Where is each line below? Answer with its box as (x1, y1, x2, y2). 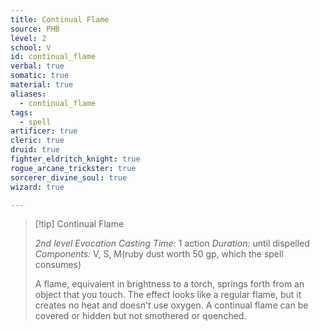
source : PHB (10, 24, 60, 34)
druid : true (10, 145, 60, 155)
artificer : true (10, 126, 78, 136)
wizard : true (10, 182, 65, 192)
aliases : (10, 89, 47, 99)
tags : (10, 107, 33, 118)
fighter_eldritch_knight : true (10, 154, 141, 164)
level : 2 (10, 33, 47, 43)
